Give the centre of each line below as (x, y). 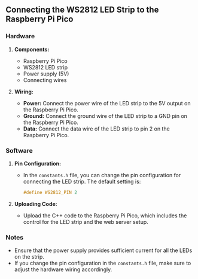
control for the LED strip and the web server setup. (86, 222)
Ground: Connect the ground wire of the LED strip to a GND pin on (105, 116)
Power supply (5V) (46, 74)
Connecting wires (45, 80)
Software (19, 150)
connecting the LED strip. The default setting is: (82, 181)
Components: (32, 49)
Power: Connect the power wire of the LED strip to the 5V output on (107, 103)
